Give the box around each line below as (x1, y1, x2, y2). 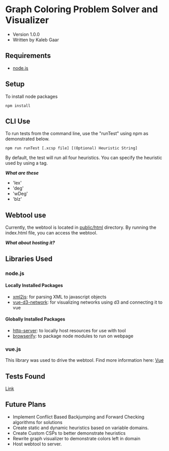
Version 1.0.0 (12, 31, 40, 37)
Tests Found (5, 372, 45, 381)
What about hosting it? (5, 240, 55, 246)
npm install (5, 103, 31, 108)
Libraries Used (5, 254, 52, 263)
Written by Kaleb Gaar (12, 37, 60, 43)
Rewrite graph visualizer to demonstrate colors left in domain (12, 435, 141, 441)
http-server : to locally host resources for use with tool (12, 327, 126, 333)
